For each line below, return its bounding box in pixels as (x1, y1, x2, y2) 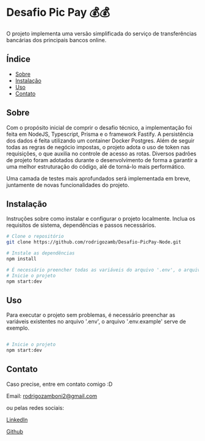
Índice (6, 54, 31, 65)
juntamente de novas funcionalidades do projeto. (6, 181, 129, 188)
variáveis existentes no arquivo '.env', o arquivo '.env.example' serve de (6, 318, 186, 325)
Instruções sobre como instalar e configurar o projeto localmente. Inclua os (6, 215, 195, 223)
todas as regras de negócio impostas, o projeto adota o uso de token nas (6, 143, 190, 150)
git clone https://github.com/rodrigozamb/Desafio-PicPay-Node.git (6, 239, 182, 245)
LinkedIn (6, 416, 28, 423)
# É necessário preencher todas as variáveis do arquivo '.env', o (6, 267, 182, 273)
